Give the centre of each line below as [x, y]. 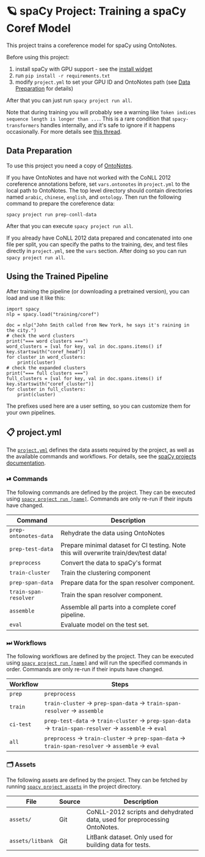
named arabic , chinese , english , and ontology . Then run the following [94, 197]
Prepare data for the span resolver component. [128, 583]
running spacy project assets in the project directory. [74, 787]
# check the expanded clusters [46, 368]
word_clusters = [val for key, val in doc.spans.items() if [85, 346]
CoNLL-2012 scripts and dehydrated [140, 812]
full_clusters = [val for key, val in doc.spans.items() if [85, 378]
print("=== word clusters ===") [47, 341]
